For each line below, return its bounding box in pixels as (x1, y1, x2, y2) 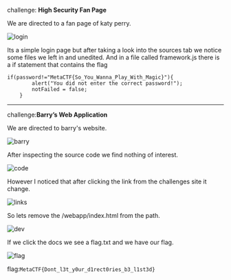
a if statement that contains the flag (7, 61, 108, 68)
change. (7, 185, 31, 192)
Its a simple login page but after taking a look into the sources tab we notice (7, 46, 222, 54)
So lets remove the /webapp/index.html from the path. (7, 212, 160, 219)
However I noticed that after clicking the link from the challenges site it (7, 177, 207, 186)
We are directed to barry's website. (7, 124, 107, 132)
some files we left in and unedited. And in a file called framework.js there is (7, 53, 220, 61)
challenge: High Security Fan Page (7, 6, 107, 14)
